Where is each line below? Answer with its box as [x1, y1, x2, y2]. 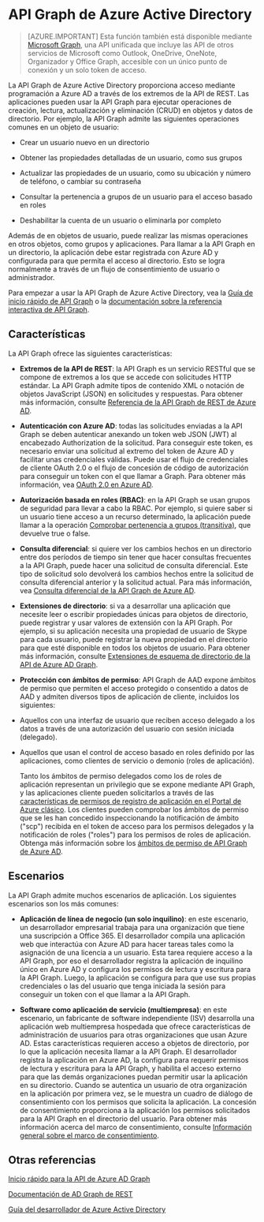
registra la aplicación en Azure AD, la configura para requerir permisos [19, 1055, 249, 1064]
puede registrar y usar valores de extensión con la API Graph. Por [19, 618, 233, 627]
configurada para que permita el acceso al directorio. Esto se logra [8, 256, 225, 265]
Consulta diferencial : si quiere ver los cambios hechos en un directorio [19, 544, 252, 553]
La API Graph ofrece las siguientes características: [8, 349, 173, 358]
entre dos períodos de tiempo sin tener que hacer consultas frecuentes [19, 552, 251, 562]
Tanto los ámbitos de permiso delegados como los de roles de [19, 771, 222, 780]
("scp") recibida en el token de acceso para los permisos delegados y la [19, 821, 255, 831]
